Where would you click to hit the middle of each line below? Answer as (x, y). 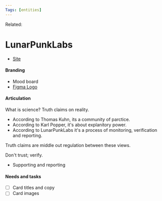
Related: (14, 24)
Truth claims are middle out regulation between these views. (68, 145)
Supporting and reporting (39, 165)
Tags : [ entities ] (23, 10)
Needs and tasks (23, 176)
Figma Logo (25, 87)
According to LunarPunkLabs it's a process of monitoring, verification (85, 130)
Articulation (18, 98)
